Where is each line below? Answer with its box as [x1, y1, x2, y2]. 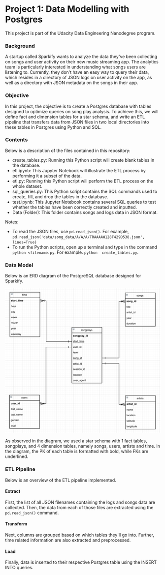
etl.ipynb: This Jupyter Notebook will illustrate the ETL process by [12, 167, 146, 173]
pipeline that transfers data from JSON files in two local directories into [5, 119, 149, 125]
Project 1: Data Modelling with [5, 3, 130, 15]
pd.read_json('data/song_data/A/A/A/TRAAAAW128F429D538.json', [12, 235, 145, 240]
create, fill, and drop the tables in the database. [12, 193, 108, 200]
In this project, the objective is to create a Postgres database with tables [5, 103, 152, 109]
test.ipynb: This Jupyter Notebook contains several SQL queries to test [12, 199, 156, 205]
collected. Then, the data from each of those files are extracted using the [5, 504, 154, 510]
